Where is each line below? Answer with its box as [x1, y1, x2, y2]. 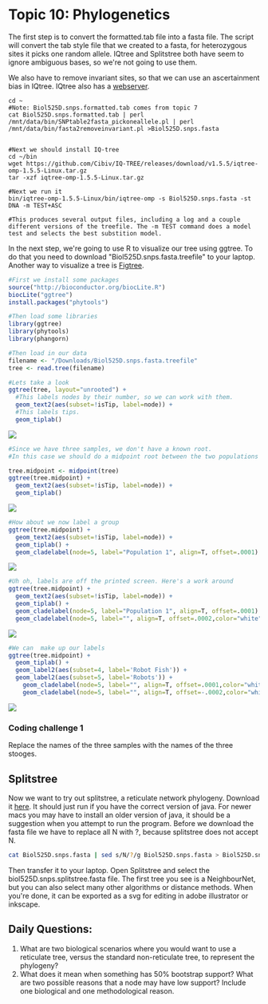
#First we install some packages [8, 275, 120, 284]
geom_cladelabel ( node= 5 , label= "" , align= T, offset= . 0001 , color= [22, 681, 245, 690]
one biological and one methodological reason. [19, 986, 175, 995]
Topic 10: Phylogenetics [8, 6, 171, 24]
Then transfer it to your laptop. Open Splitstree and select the [8, 865, 210, 875]
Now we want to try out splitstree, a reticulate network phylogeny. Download [8, 793, 260, 803]
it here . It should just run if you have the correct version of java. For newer [8, 801, 252, 811]
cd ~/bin [8, 152, 37, 160]
